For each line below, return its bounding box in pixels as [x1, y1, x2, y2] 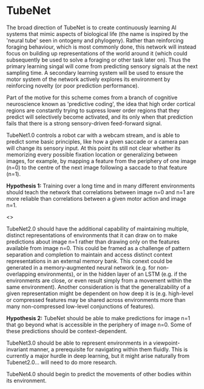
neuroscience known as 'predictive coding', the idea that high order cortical [6, 100, 195, 107]
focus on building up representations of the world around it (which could [6, 49, 188, 57]
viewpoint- [153, 339, 180, 346]
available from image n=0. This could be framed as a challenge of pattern [6, 244, 190, 251]
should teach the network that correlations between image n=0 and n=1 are [6, 188, 195, 195]
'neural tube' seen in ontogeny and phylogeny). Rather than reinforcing [6, 37, 184, 44]
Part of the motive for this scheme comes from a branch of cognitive [6, 94, 178, 101]
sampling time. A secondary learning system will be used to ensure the [6, 69, 184, 76]
